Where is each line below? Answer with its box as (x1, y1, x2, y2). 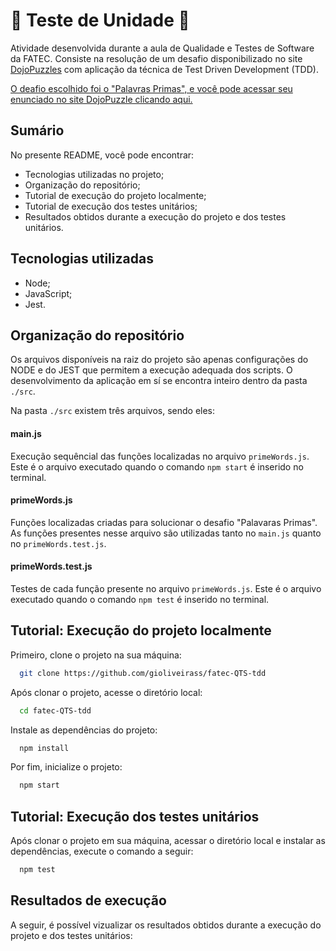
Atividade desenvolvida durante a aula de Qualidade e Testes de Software (10, 42, 315, 54)
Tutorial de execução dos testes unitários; (24, 200, 198, 212)
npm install (19, 743, 70, 753)
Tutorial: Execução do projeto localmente (10, 622, 272, 639)
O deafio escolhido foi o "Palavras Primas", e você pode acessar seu (10, 82, 293, 94)
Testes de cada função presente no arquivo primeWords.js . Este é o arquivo (10, 582, 322, 594)
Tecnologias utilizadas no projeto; (24, 168, 165, 180)
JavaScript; (24, 287, 73, 299)
